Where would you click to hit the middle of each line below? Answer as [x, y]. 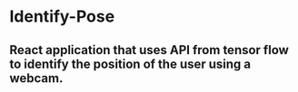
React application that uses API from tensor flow [149, 50]
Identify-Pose [62, 17]
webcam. [36, 78]
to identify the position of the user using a [130, 64]
